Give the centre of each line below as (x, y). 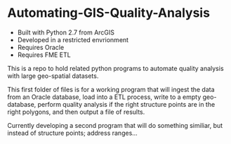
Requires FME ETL (44, 55)
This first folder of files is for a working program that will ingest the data (111, 89)
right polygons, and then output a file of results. (76, 112)
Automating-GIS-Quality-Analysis (109, 13)
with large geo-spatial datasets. (53, 76)
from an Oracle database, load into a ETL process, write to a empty (104, 97)
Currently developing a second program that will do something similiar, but (115, 125)
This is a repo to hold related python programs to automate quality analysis (115, 68)
